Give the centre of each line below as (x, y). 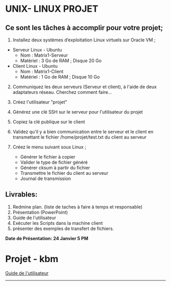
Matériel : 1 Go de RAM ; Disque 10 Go (60, 77)
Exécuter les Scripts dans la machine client (58, 223)
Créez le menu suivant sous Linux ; (49, 147)
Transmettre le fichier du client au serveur (64, 173)
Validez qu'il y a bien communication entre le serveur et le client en (83, 132)
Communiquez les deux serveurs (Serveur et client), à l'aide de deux (84, 87)
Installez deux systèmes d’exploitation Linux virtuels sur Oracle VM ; (84, 40)
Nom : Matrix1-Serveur (44, 55)
